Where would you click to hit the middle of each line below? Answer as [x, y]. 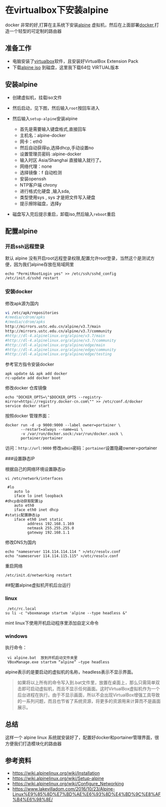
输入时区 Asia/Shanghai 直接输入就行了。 [62, 160]
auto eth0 [24, 506]
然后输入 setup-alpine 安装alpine [45, 118]
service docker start [28, 406]
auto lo [22, 492]
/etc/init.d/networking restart [38, 575]
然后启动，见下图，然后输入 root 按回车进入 [56, 108]
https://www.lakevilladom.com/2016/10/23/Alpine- [64, 789]
